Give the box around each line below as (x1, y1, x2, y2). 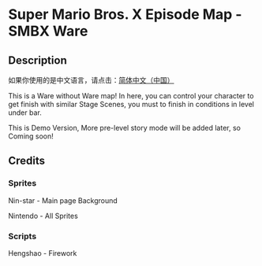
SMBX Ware (8, 22, 88, 40)
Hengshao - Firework (8, 248, 77, 257)
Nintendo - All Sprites (8, 211, 79, 220)
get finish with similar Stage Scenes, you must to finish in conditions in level (8, 100, 255, 109)
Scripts (8, 231, 37, 242)
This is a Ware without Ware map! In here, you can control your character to (8, 91, 254, 100)
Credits (8, 154, 46, 168)
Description (8, 54, 67, 67)
